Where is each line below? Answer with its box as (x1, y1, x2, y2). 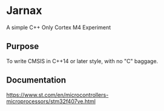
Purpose (6, 41, 39, 52)
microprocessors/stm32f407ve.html (6, 98, 96, 105)
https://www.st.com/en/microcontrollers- (6, 91, 109, 98)
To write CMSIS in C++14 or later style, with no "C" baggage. (6, 57, 159, 64)
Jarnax (6, 4, 42, 18)
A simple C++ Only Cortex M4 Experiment (6, 24, 111, 31)
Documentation (6, 75, 67, 86)
